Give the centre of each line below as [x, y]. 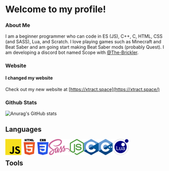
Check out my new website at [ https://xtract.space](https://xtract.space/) [82, 89]
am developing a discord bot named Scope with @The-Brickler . [72, 52]
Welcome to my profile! [56, 9]
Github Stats [21, 102]
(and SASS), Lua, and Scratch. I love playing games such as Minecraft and [83, 42]
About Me [18, 25]
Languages [23, 130]
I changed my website [29, 78]
